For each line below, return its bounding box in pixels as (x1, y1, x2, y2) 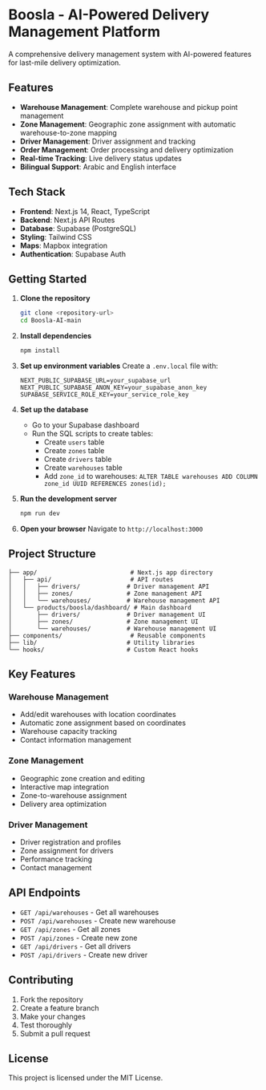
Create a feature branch (19, 1003, 99, 1012)
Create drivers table (43, 455, 112, 464)
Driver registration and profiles (19, 837, 122, 847)
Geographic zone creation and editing (19, 773, 146, 783)
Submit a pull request (19, 1028, 91, 1038)
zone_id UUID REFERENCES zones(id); (43, 480, 167, 488)
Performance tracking (19, 854, 93, 864)
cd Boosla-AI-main (19, 317, 82, 325)
